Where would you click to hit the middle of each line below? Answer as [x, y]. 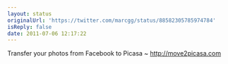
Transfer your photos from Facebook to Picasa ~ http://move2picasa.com [114, 53]
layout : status [30, 14]
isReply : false [30, 27]
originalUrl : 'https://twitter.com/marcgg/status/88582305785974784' [112, 20]
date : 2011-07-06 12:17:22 [47, 33]
